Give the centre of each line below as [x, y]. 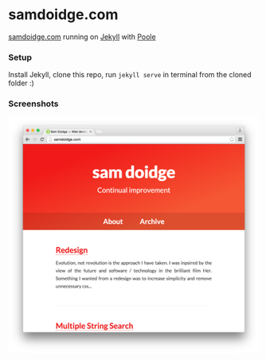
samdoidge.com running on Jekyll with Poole [82, 37]
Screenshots [33, 104]
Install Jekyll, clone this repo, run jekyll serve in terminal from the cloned [130, 75]
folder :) [21, 83]
